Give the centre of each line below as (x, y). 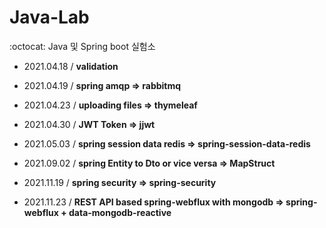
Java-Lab (49, 17)
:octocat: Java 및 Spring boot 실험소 (82, 46)
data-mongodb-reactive (120, 212)
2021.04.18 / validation (71, 66)
